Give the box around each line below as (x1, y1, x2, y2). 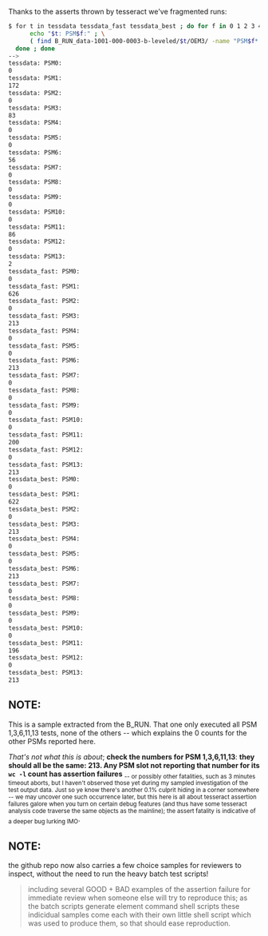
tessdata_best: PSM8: (8, 595, 81, 603)
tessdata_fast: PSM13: (8, 460, 84, 468)
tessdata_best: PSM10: (8, 623, 84, 632)
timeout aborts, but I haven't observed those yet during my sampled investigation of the (8, 779, 249, 787)
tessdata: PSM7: (8, 163, 62, 171)
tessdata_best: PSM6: (8, 564, 81, 572)
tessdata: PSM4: (8, 119, 62, 127)
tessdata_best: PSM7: (8, 580, 81, 587)
